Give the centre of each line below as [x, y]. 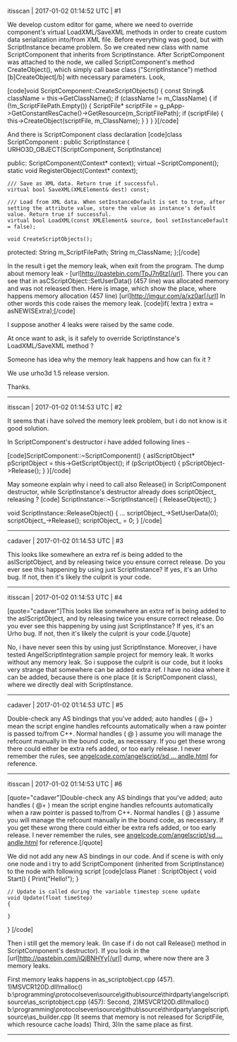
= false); [22, 227]
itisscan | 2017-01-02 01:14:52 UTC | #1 [64, 11]
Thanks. [19, 387]
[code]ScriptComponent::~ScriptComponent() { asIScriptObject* [101, 456]
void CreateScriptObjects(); [50, 239]
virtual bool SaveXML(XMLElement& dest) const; [79, 190]
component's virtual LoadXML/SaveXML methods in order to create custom [117, 32]
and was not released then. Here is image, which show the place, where [112, 288]
